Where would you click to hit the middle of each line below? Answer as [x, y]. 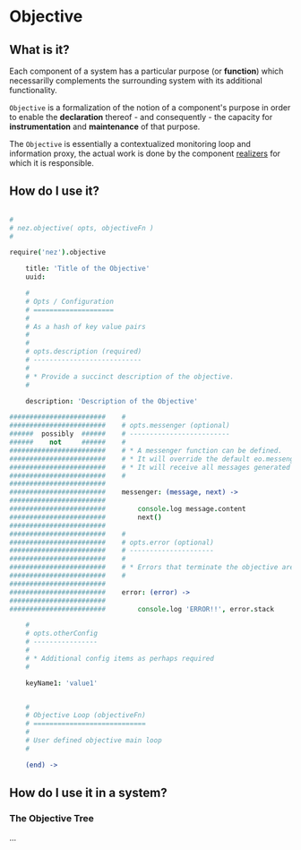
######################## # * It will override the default [130, 459]
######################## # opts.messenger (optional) [120, 426]
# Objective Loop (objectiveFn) [86, 716]
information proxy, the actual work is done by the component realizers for [145, 153]
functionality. [34, 90]
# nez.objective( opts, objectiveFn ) [82, 228]
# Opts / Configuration [70, 301]
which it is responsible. [52, 163]
